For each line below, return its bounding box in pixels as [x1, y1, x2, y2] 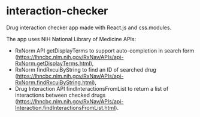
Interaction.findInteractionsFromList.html [14, 104, 116, 111]
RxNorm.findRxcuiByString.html [14, 79, 93, 86]
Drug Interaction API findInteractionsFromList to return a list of [14, 85, 169, 92]
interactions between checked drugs [14, 91, 106, 98]
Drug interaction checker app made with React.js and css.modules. [6, 24, 172, 31]
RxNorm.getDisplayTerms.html [14, 60, 91, 67]
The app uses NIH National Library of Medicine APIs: [6, 35, 137, 42]
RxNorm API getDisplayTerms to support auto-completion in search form [14, 47, 195, 54]
